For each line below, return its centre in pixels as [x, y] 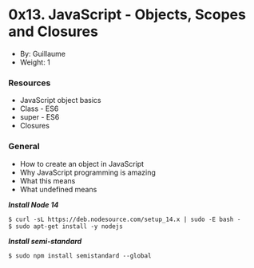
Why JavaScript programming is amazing [87, 172]
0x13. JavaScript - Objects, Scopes [127, 15]
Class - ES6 [39, 108]
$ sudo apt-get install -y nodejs [66, 226]
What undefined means [58, 189]
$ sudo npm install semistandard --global [80, 256]
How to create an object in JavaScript [82, 164]
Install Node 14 [34, 204]
